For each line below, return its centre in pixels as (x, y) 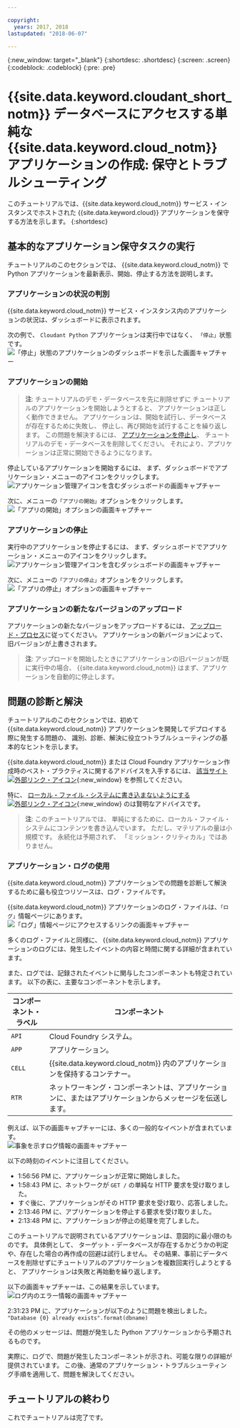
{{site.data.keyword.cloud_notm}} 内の (113, 1063)
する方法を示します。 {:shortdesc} (58, 221)
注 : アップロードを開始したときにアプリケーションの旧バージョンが (124, 659)
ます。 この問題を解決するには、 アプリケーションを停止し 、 (114, 434)
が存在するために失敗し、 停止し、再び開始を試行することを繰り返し (126, 426)
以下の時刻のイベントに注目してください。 (70, 1161)
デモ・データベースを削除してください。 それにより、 (129, 443)
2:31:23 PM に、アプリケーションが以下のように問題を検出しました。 (109, 1311)
